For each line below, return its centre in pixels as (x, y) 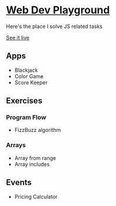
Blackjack (26, 70)
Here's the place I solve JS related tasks (55, 26)
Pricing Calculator (36, 197)
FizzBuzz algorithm (38, 130)
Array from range (35, 158)
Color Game (29, 76)
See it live (18, 37)
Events (19, 182)
